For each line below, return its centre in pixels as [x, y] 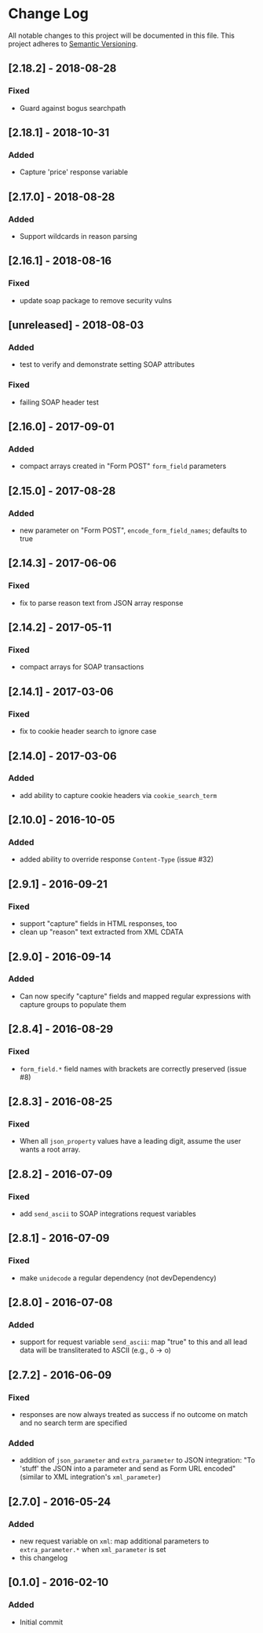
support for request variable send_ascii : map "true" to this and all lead [133, 1342]
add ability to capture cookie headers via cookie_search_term [118, 795]
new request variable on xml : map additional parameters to [114, 1541]
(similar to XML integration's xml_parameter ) [90, 1477]
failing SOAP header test [59, 402]
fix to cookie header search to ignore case [88, 731]
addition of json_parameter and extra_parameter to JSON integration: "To [137, 1460]
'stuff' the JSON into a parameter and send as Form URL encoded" [128, 1469]
